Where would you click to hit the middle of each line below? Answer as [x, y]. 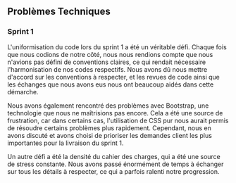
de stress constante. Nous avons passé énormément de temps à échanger [116, 164]
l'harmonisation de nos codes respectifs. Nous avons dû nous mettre [107, 69]
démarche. [23, 91]
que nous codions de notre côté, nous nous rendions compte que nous [110, 54]
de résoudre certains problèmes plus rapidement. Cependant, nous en [109, 128]
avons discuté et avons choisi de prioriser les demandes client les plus [110, 135]
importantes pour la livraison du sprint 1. [66, 143]
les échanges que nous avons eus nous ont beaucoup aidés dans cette [111, 84]
